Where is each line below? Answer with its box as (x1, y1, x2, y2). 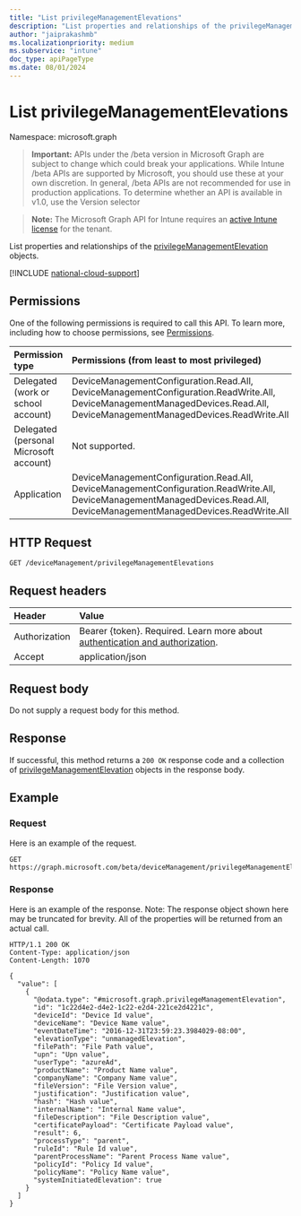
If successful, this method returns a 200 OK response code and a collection (9, 754, 285, 765)
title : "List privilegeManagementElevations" (9, 13, 182, 22)
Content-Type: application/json (9, 948, 130, 957)
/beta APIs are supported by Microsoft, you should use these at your (30, 168, 284, 178)
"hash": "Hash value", (32, 1097, 118, 1106)
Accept (13, 651, 45, 664)
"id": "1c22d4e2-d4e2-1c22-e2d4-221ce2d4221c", (32, 1003, 215, 1012)
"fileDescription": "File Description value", (32, 1113, 211, 1122)
